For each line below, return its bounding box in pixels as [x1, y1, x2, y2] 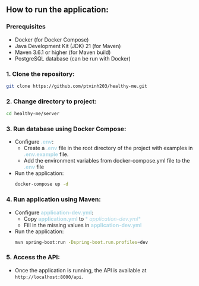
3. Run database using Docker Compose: [6, 125, 127, 133]
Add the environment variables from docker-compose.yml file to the [23, 157, 190, 164]
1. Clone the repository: [6, 69, 75, 78]
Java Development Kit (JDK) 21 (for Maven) [14, 42, 121, 49]
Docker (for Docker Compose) [14, 36, 89, 43]
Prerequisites [6, 23, 46, 31]
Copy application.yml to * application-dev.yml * [23, 215, 141, 222]
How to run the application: [6, 5, 109, 15]
